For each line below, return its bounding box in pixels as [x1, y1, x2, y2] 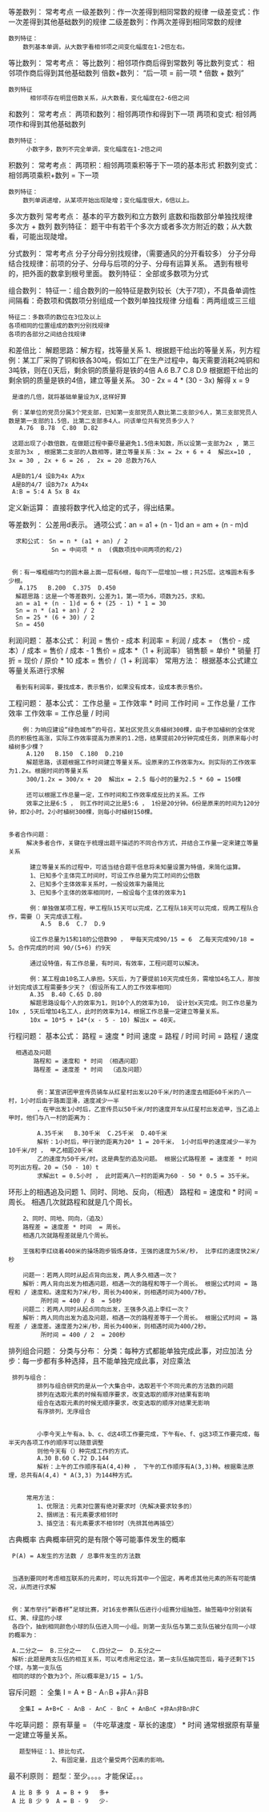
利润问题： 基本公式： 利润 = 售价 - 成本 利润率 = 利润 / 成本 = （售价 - [8, 636, 242, 645]
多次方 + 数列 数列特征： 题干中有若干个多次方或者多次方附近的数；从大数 [8, 221, 253, 231]
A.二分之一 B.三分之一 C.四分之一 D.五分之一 [11, 1647, 162, 1655]
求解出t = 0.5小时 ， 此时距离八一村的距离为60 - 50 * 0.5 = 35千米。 [37, 1172, 254, 1180]
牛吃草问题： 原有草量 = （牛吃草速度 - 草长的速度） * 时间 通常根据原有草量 [8, 1720, 260, 1729]
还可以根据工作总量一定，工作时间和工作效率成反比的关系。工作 [26, 791, 206, 799]
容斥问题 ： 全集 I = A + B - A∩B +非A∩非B [8, 1688, 149, 1696]
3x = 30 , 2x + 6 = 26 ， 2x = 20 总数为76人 [8, 456, 157, 464]
